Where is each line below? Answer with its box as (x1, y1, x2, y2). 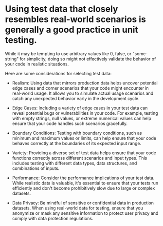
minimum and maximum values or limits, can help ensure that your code (12, 135, 157, 141)
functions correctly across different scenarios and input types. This (12, 155, 147, 161)
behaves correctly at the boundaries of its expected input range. (12, 140, 142, 146)
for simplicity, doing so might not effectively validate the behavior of (19, 56, 156, 62)
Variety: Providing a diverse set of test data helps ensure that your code (12, 150, 157, 156)
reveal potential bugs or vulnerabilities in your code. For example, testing (12, 110, 158, 116)
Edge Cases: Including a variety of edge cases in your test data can (12, 105, 148, 111)
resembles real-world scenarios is (5, 14, 146, 25)
